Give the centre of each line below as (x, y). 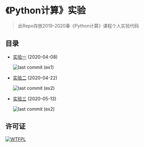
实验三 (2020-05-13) (35, 99)
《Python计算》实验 (46, 11)
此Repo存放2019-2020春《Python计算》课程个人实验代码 (78, 26)
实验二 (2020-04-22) (35, 78)
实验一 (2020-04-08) (35, 57)
